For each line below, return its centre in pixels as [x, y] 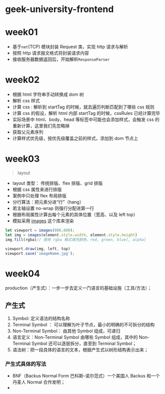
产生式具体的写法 [26, 364]
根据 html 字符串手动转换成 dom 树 [48, 94]
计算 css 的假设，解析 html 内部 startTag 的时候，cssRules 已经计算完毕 [86, 113]
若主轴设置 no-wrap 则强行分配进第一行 [53, 208]
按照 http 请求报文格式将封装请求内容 [50, 53]
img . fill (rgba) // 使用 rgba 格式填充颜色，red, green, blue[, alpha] [76, 239]
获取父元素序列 [28, 132]
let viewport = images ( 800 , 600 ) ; [40, 230]
